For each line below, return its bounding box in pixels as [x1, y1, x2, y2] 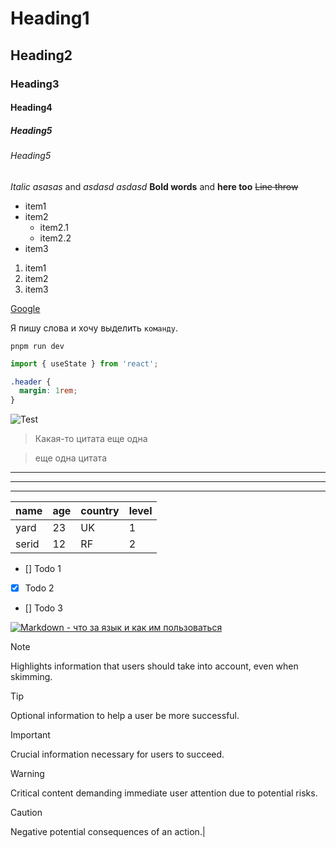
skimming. [10, 671, 53, 683]
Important [10, 729, 51, 741]
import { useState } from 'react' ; [10, 358, 159, 369]
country [80, 504, 120, 518]
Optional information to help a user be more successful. [10, 710, 240, 722]
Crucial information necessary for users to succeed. [10, 748, 225, 761]
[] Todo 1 [24, 563, 62, 575]
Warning [10, 768, 45, 780]
